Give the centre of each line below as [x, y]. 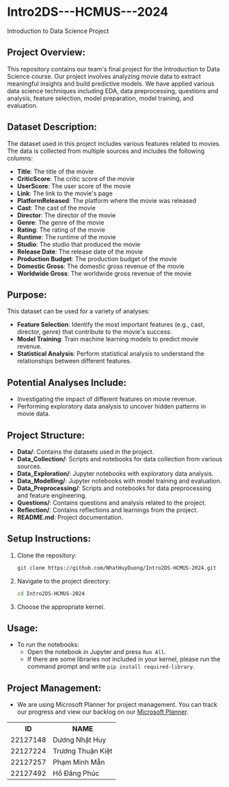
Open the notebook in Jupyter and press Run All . [96, 652]
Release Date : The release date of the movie [80, 252]
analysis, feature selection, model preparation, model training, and [100, 98]
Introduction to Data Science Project [58, 31]
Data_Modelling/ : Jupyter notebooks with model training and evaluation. [119, 481]
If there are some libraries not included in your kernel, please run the [124, 659]
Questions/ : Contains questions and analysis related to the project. [111, 503]
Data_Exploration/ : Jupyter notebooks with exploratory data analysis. [115, 473]
